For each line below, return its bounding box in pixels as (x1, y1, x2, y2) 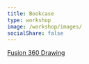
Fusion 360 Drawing (7, 49, 65, 57)
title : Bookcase (7, 10, 54, 17)
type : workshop (7, 17, 51, 24)
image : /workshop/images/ (7, 23, 82, 30)
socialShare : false (7, 29, 64, 37)
